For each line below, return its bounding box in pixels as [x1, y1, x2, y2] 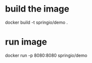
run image [5, 36, 47, 47]
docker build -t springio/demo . [5, 19, 68, 25]
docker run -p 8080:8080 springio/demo [5, 52, 88, 58]
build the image [5, 3, 69, 15]
